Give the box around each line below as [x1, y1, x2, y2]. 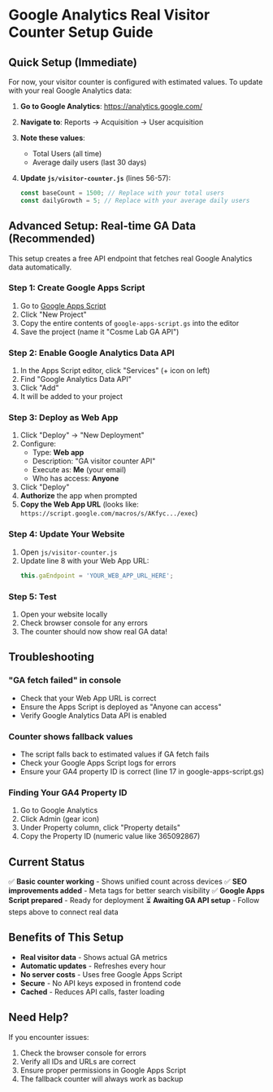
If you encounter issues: [8, 1032, 89, 1042]
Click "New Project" [19, 309, 87, 319]
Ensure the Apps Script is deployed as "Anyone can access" [19, 702, 222, 712]
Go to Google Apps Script [19, 300, 106, 310]
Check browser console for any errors [19, 617, 148, 628]
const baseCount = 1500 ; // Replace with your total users [19, 189, 225, 197]
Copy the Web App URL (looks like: [19, 499, 140, 510]
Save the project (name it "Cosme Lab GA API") [19, 327, 180, 336]
